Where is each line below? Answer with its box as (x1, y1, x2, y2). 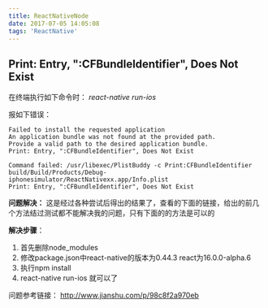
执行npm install (19, 263, 71, 273)
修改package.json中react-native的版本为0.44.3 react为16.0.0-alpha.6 (19, 253, 252, 262)
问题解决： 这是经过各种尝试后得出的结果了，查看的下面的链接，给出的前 (8, 198, 253, 208)
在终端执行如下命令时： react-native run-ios (8, 93, 157, 102)
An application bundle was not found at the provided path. (8, 133, 217, 141)
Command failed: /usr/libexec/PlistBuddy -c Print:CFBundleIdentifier (8, 162, 253, 170)
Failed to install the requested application (8, 126, 165, 134)
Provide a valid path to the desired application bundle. (8, 140, 209, 149)
